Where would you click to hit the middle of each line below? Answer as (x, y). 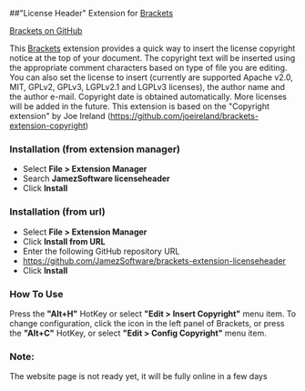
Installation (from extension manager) (95, 149)
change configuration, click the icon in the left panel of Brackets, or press (147, 323)
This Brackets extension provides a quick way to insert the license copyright (152, 48)
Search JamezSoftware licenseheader (96, 179)
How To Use (36, 294)
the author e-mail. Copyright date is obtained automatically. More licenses (148, 96)
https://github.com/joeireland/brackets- (185, 116)
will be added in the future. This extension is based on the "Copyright (140, 106)
